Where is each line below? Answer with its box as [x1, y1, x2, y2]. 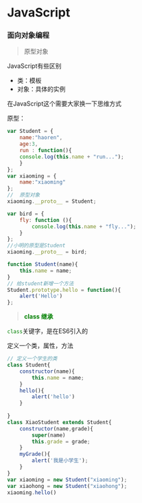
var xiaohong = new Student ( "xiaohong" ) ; [7, 482, 128, 489]
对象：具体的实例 [16, 85, 66, 93]
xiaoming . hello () [7, 489, 57, 496]
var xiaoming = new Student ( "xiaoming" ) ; [7, 476, 128, 483]
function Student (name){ [7, 261, 78, 268]
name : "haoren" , [19, 134, 63, 141]
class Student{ [7, 362, 51, 369]
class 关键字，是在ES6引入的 [7, 327, 88, 335]
